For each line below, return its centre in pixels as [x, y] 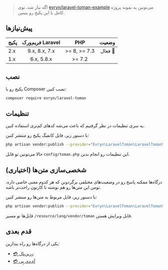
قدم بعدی [19, 232]
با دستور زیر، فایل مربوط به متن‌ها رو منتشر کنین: [51, 197]
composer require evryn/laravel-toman [46, 98]
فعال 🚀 [107, 51]
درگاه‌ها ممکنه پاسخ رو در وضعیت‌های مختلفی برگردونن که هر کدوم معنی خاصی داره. [84, 182]
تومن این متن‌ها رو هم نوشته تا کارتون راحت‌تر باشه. [53, 187]
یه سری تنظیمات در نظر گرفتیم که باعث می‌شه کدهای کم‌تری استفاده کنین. [75, 126]
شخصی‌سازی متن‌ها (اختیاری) [46, 170]
